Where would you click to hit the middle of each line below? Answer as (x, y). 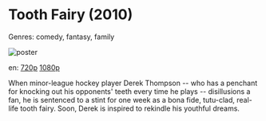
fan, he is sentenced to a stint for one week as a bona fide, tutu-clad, (122, 100)
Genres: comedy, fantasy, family (62, 37)
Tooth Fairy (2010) (71, 15)
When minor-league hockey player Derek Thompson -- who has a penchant (133, 83)
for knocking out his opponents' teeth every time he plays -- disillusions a (129, 91)
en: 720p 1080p (34, 67)
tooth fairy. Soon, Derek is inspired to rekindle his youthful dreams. (129, 108)
